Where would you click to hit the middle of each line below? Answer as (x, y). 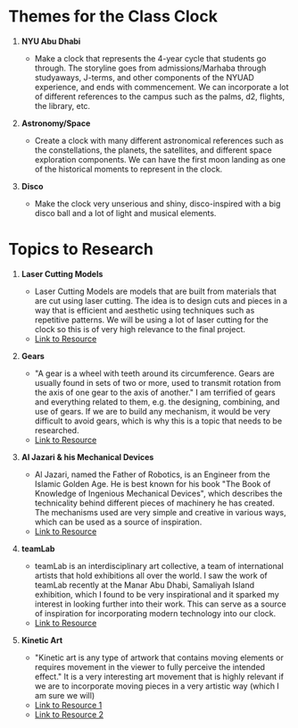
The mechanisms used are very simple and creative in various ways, (160, 512)
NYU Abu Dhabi (51, 41)
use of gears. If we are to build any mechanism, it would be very (153, 411)
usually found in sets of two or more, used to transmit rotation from (158, 382)
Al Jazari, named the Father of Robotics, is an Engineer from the (152, 474)
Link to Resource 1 (68, 705)
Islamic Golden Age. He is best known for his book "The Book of (153, 483)
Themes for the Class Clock (113, 17)
